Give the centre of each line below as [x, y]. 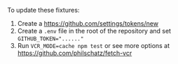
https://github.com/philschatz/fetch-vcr [75, 53]
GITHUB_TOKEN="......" [50, 39]
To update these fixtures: [43, 10]
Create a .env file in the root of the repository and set [94, 31]
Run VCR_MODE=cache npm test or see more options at [94, 46]
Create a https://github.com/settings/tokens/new [88, 23]
